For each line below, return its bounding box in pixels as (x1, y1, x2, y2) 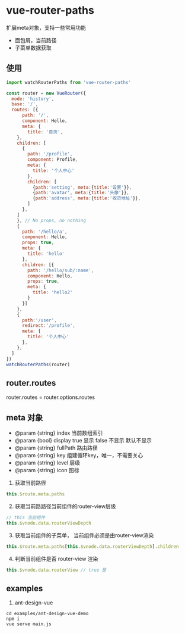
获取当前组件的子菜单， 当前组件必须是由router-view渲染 (14, 531, 154, 539)
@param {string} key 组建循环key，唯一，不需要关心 (14, 452, 143, 459)
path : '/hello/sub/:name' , (27, 267, 94, 273)
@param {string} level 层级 (14, 459, 81, 466)
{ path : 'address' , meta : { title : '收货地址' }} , (32, 195, 141, 201)
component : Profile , (27, 157, 78, 163)
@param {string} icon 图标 (14, 467, 79, 473)
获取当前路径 (14, 479, 46, 486)
